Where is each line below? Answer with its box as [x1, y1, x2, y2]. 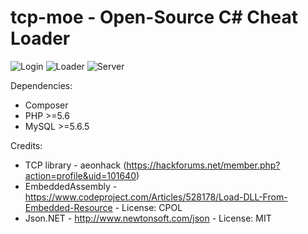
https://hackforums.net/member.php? [126, 159, 281, 171]
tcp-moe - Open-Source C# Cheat [10, 6, 298, 29]
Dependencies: [10, 79, 73, 91]
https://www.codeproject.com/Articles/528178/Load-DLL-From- [24, 191, 288, 203]
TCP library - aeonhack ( [24, 159, 127, 171]
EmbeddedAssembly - [24, 180, 118, 192]
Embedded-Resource [24, 201, 113, 213]
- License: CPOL [114, 201, 183, 213]
